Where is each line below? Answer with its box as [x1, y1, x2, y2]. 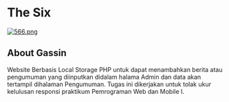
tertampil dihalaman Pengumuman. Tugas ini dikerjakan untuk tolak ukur [7, 80, 212, 88]
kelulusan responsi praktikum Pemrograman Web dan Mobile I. [7, 87, 184, 95]
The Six [7, 5, 52, 21]
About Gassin [7, 47, 67, 59]
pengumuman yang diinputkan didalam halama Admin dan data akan [7, 73, 201, 81]
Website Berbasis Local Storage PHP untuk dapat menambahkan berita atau [7, 65, 223, 73]
